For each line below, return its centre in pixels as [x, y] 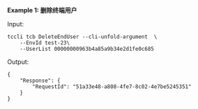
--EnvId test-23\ [45, 43]
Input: [16, 24]
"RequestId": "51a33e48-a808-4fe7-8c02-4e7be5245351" [112, 87]
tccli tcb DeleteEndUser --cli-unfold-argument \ [82, 37]
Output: [18, 62]
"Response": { [40, 81]
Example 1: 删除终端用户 [42, 10]
